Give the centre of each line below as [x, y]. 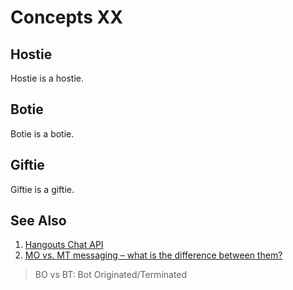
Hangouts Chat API [64, 245]
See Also [38, 221]
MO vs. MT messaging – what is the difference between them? [153, 255]
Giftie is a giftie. [42, 189]
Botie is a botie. [42, 133]
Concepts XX [66, 17]
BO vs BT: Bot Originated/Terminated [111, 275]
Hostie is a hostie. [47, 78]
